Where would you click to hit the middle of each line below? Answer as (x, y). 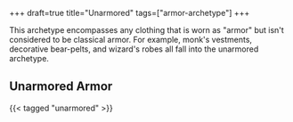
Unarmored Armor (61, 87)
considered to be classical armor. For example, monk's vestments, (130, 40)
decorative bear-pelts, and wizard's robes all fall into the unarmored (134, 49)
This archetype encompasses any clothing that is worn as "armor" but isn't (147, 30)
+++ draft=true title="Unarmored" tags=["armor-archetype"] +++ (130, 13)
